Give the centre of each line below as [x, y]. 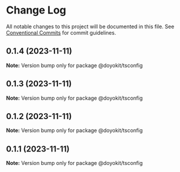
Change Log [36, 10]
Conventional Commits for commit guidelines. [61, 32]
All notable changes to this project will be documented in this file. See [90, 26]
